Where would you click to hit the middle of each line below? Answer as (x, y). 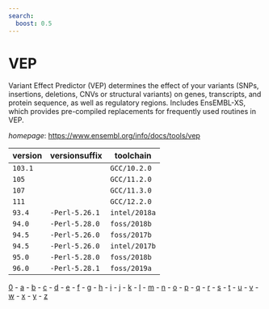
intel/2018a (133, 213)
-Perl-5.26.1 (75, 213)
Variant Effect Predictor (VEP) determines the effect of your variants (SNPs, (134, 86)
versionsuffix (76, 156)
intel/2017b (133, 246)
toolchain (133, 156)
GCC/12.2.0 (131, 202)
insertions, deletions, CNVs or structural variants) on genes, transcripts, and (135, 95)
